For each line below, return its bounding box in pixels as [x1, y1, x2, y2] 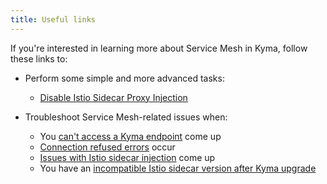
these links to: [10, 52, 68, 65]
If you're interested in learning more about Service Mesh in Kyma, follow [10, 42, 308, 54]
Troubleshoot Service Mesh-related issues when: [24, 111, 228, 123]
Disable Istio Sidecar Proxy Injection [39, 91, 188, 103]
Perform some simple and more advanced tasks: [24, 72, 225, 84]
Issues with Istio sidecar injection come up [39, 151, 216, 163]
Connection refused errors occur [39, 141, 176, 153]
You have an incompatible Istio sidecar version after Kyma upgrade [39, 162, 317, 174]
